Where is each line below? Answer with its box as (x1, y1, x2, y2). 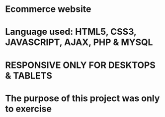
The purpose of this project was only (5, 93, 160, 104)
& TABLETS (5, 70, 52, 81)
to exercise (5, 103, 52, 115)
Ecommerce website (5, 3, 91, 15)
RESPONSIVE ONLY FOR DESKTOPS (5, 59, 156, 70)
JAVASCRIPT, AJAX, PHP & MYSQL (5, 37, 153, 48)
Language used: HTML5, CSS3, (5, 26, 137, 38)
